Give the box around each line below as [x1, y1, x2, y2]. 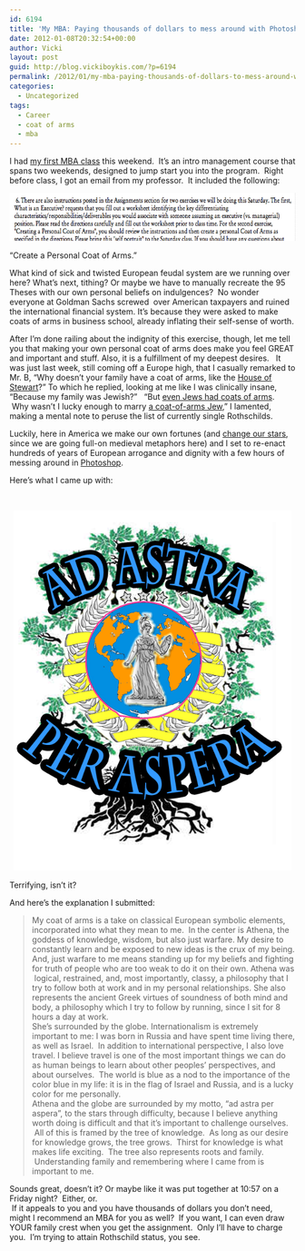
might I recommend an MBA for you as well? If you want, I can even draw [9, 1213, 285, 1224]
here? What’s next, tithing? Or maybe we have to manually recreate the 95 [9, 277, 286, 288]
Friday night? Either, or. [9, 1193, 98, 1204]
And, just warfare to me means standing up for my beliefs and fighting [31, 954, 294, 965]
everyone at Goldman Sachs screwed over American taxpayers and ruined [9, 296, 290, 308]
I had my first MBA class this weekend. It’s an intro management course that [9, 155, 296, 167]
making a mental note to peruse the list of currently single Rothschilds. [9, 411, 273, 422]
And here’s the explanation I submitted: [9, 898, 156, 908]
